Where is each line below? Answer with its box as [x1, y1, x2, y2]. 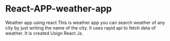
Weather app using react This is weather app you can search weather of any [5, 19, 165, 25]
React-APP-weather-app [5, 3, 112, 14]
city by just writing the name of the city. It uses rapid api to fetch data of [5, 24, 156, 30]
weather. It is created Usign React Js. [5, 30, 84, 36]
